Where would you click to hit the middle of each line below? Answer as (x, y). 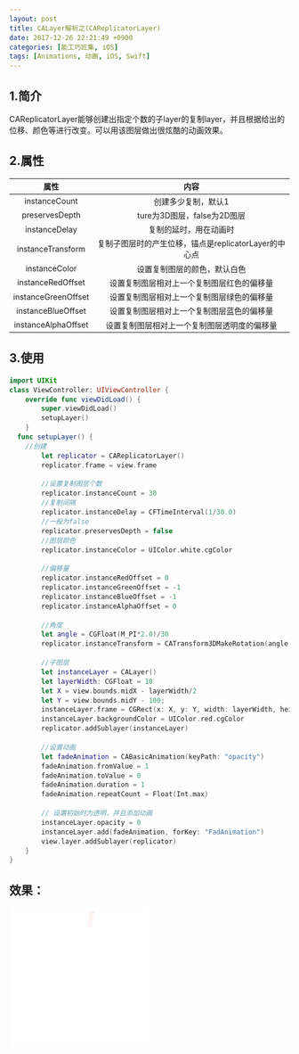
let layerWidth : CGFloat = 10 (97, 681)
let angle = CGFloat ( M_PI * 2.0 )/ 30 (105, 634)
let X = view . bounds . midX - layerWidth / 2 (119, 691)
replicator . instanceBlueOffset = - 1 (109, 597)
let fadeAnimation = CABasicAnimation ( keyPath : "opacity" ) (153, 757)
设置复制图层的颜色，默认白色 (191, 268)
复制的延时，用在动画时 (191, 229)
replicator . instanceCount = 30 (99, 494)
